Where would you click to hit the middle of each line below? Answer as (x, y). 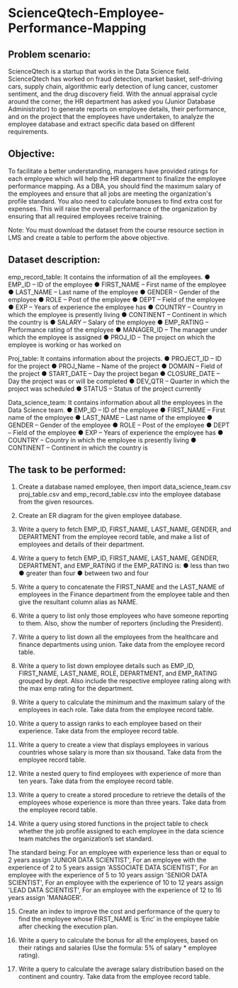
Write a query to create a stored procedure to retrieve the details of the (122, 795)
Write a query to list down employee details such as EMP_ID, (107, 666)
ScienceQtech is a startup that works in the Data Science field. (99, 71)
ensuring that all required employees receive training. (86, 216)
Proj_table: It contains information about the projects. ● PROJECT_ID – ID (115, 358)
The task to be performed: (67, 470)
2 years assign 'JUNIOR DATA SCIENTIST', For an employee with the (107, 860)
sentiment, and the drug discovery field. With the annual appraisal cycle (113, 94)
